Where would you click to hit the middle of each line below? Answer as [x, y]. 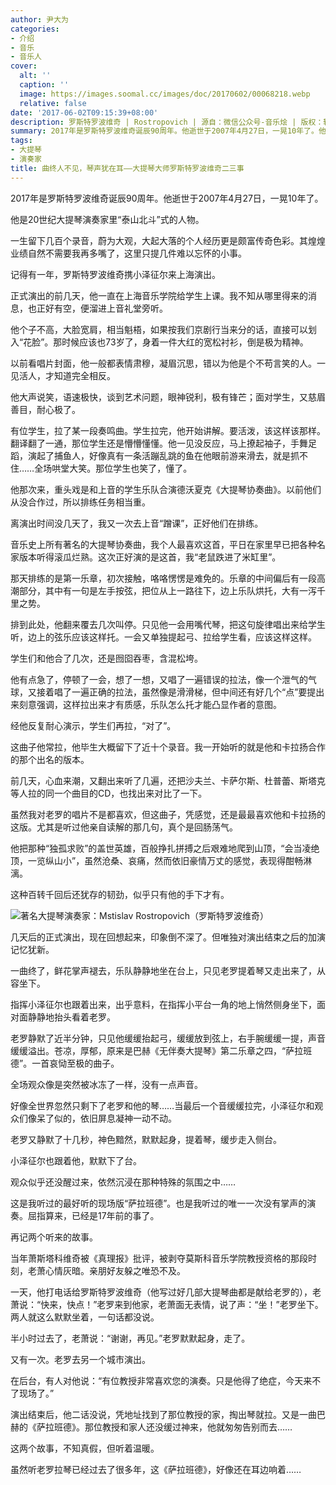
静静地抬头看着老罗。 [71, 1017]
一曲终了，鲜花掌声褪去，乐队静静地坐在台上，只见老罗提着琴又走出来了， [163, 970]
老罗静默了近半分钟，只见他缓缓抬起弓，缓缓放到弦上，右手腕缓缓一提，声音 [168, 1038]
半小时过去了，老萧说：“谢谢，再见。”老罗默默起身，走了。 [130, 1338]
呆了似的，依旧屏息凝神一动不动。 [106, 1118]
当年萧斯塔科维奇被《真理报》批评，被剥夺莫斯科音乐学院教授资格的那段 [159, 1258]
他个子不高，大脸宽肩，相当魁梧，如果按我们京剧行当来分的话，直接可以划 [163, 329]
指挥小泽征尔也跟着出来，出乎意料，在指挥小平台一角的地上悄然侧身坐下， [163, 1004]
